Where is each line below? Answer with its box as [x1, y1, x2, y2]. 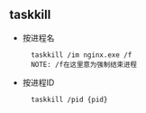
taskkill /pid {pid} [31, 95, 108, 104]
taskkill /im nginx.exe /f [31, 50, 132, 60]
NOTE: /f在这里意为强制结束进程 [31, 60, 138, 69]
